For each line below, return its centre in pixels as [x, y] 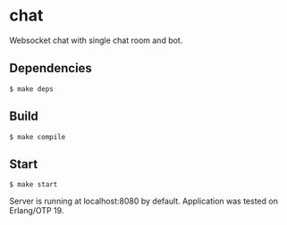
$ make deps [31, 89]
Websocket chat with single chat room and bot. [96, 40]
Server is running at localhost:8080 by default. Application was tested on [144, 201]
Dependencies [51, 68]
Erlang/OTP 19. [37, 211]
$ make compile [38, 137]
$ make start [34, 185]
